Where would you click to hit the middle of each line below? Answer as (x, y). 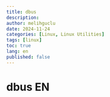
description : (23, 18)
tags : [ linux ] (24, 40)
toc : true (19, 46)
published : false (28, 57)
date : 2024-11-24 (28, 29)
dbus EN (28, 87)
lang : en (17, 52)
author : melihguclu (31, 23)
